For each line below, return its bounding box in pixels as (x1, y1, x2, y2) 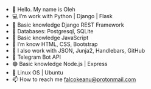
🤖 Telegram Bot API (12, 53, 61, 61)
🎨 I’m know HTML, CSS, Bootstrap (12, 41, 98, 48)
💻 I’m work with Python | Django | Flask (12, 13, 113, 19)
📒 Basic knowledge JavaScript (12, 34, 89, 41)
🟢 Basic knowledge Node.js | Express (12, 61, 108, 67)
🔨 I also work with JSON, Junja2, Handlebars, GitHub (12, 47, 145, 54)
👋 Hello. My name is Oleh (12, 6, 75, 13)
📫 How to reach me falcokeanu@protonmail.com (12, 76, 136, 83)
